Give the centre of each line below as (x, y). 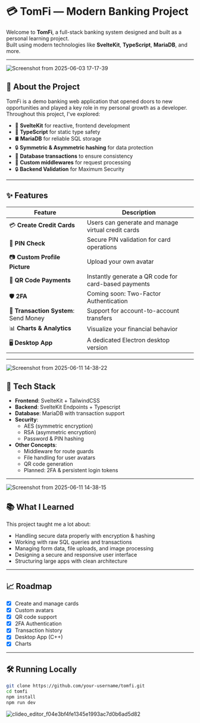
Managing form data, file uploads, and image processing (84, 549)
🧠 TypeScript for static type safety (57, 132)
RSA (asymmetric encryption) (60, 432)
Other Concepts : (36, 445)
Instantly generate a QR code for (132, 276)
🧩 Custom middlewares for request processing (73, 162)
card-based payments (118, 283)
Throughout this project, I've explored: (53, 114)
